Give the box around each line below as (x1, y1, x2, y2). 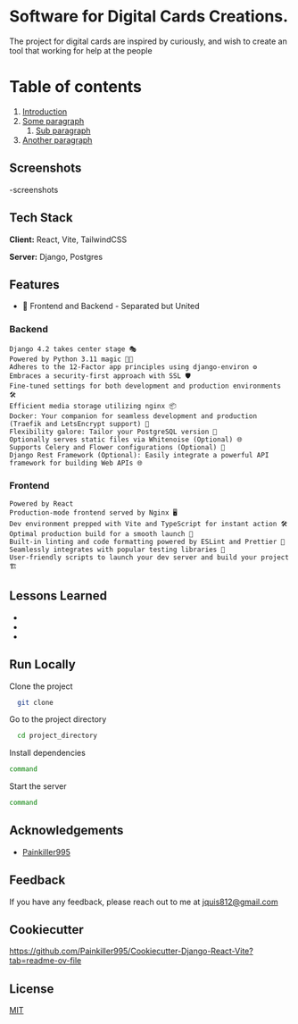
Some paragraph (21, 115, 85, 126)
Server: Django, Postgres (9, 251, 103, 262)
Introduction (21, 105, 68, 117)
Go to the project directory (9, 714, 107, 725)
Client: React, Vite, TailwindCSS (9, 234, 128, 245)
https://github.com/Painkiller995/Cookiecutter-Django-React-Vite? (9, 945, 254, 957)
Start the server (9, 781, 67, 792)
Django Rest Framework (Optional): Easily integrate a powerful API (9, 450, 269, 459)
